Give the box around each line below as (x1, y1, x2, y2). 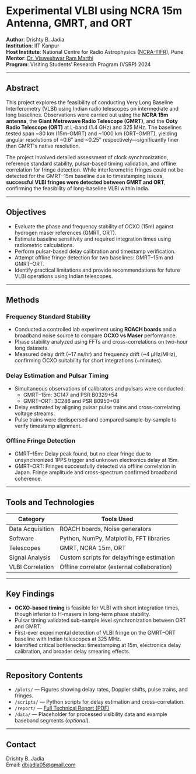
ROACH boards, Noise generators (59, 525, 152, 533)
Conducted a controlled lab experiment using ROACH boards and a (14, 326, 176, 333)
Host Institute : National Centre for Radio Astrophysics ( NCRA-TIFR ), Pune (6, 48, 184, 55)
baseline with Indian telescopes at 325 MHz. (14, 635, 121, 642)
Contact (6, 739, 36, 749)
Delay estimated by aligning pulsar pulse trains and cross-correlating (14, 403, 181, 410)
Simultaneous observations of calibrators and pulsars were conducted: (14, 385, 185, 392)
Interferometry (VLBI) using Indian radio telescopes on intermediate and (6, 105, 179, 112)
